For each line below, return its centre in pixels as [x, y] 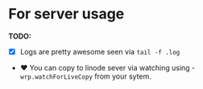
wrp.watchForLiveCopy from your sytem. [85, 76]
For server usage [66, 14]
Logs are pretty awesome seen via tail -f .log [100, 51]
